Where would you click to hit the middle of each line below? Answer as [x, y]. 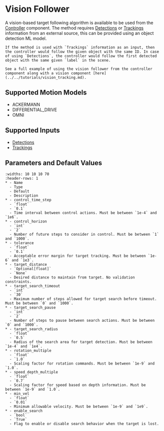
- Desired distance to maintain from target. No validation [72, 277]
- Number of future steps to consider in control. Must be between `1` [84, 235]
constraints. [18, 282]
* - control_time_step [28, 200]
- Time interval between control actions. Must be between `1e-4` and [83, 213]
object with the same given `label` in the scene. [58, 60]
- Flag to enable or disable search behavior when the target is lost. [84, 424]
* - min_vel [17, 394]
